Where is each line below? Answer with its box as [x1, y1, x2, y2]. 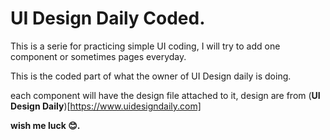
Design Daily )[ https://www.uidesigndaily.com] [10, 100, 202, 112]
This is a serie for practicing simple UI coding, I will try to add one [10, 40, 281, 52]
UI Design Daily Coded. [10, 7, 206, 30]
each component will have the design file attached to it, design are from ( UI [10, 89, 321, 101]
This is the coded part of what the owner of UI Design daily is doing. [10, 70, 292, 82]
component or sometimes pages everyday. [10, 50, 187, 62]
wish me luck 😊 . [10, 119, 81, 131]
